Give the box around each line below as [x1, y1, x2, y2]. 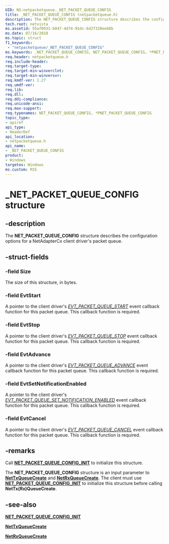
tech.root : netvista [5, 21, 49, 27]
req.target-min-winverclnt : [5, 69, 64, 74]
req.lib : [5, 87, 24, 92]
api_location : [5, 134, 35, 139]
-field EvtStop [5, 321, 40, 329]
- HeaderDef [5, 129, 30, 134]
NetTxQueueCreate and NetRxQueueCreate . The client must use [5, 475, 142, 481]
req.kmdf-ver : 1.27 [5, 78, 46, 83]
